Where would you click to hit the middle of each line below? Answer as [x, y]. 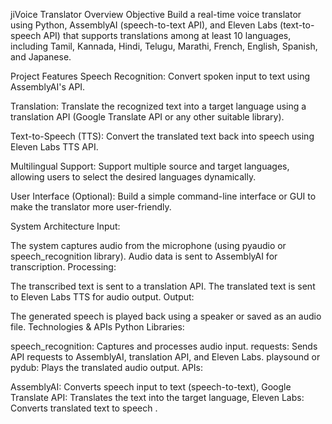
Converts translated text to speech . [84, 408]
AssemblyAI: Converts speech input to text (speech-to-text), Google [151, 387]
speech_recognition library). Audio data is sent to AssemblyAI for [144, 256]
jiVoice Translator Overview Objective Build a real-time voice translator [156, 14]
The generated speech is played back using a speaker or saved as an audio [166, 316]
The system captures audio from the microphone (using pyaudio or [148, 245]
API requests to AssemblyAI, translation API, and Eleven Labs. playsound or [165, 357]
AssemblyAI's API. [48, 87]
